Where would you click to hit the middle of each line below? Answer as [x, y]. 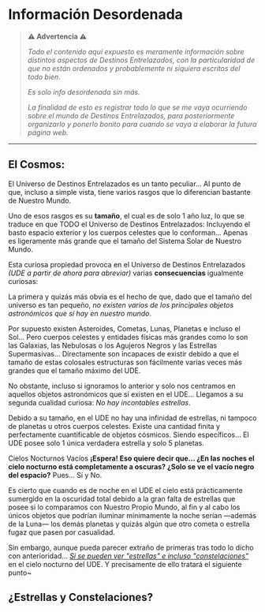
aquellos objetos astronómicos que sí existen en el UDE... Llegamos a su [126, 394]
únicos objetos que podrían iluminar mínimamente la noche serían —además [132, 515]
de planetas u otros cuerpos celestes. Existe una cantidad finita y [114, 426]
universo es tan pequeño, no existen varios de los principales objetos [121, 304]
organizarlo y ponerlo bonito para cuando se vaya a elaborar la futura [142, 124]
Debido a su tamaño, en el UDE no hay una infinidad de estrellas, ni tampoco [132, 418]
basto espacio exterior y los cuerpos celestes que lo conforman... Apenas [128, 232]
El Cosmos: [37, 164]
